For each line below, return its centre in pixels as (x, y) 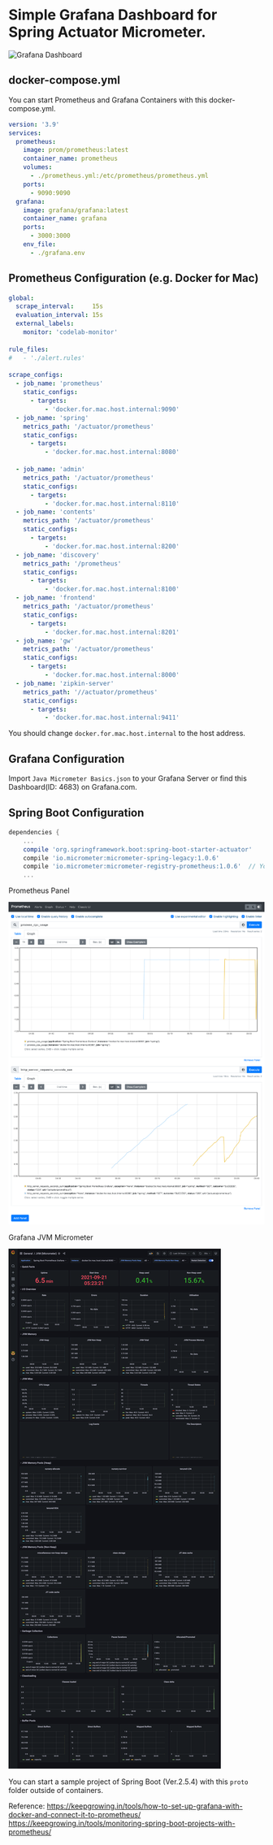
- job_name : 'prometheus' (60, 383)
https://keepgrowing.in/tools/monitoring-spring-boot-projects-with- (122, 1823)
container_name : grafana (65, 219)
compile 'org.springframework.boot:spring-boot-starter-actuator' (138, 849)
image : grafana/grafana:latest (76, 210)
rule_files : (28, 349)
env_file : (40, 245)
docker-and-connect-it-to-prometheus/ (75, 1815)
